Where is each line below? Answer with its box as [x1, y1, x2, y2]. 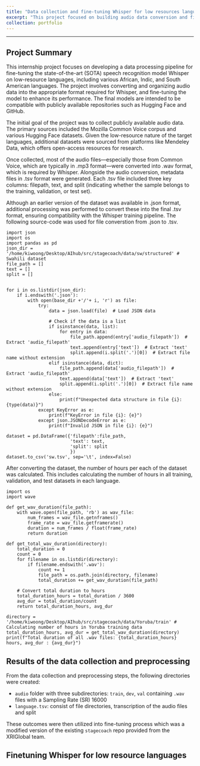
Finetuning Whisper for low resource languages [6, 751, 187, 761]
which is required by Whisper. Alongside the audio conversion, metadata [6, 169, 185, 176]
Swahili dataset [6, 256, 46, 262]
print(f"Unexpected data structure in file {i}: [59, 397, 183, 403]
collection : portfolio [6, 20, 62, 26]
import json [6, 230, 36, 236]
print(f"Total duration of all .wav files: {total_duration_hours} [6, 635, 177, 641]
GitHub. [6, 108, 25, 115]
